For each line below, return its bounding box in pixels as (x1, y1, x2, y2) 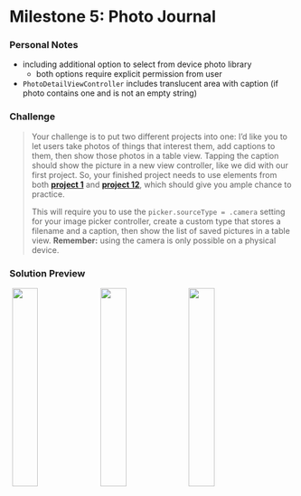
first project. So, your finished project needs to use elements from (31, 169, 277, 180)
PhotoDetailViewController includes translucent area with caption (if (22, 79, 278, 89)
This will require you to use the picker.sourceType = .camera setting (31, 206, 286, 217)
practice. (31, 188, 65, 200)
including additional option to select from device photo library (22, 59, 252, 70)
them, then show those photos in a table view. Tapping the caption (31, 150, 279, 161)
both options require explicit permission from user (35, 69, 223, 80)
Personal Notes (9, 39, 79, 51)
